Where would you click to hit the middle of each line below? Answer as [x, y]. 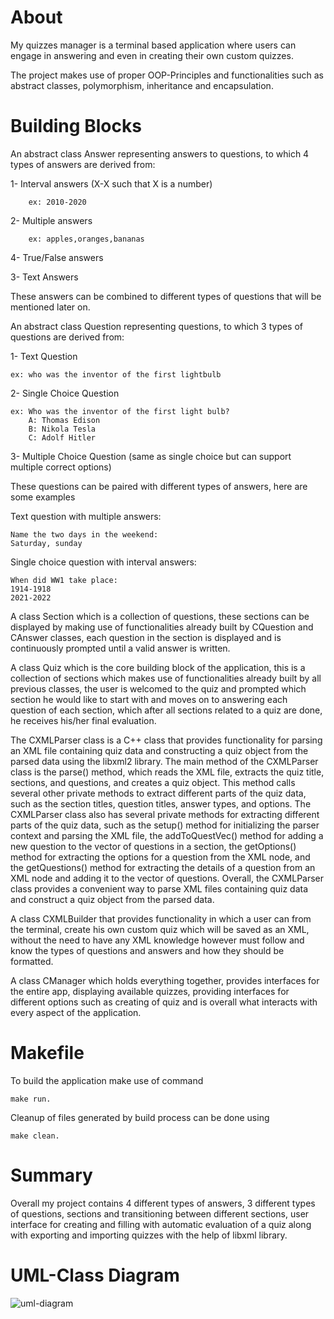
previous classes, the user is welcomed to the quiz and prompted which [158, 688]
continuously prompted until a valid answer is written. [120, 648]
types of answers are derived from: [83, 164]
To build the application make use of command [107, 1080]
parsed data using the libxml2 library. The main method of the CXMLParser [164, 761]
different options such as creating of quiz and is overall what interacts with [164, 1002]
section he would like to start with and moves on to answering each [149, 699]
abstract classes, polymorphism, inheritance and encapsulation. [142, 85]
